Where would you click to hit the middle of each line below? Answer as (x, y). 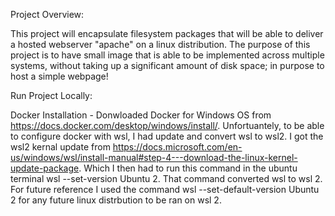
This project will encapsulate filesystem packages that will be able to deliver (167, 33)
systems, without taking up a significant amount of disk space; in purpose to (167, 65)
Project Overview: (47, 14)
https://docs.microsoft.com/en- (177, 147)
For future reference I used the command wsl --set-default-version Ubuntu (165, 189)
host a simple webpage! (59, 76)
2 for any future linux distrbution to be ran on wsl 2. (116, 200)
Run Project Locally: (51, 95)
